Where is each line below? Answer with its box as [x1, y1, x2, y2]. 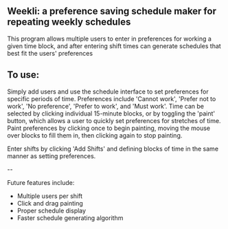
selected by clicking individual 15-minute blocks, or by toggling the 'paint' [7, 109, 215, 118]
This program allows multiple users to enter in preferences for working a [7, 34, 212, 43]
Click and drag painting [16, 199, 84, 207]
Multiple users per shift [16, 192, 83, 200]
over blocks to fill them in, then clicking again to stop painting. [7, 131, 183, 140]
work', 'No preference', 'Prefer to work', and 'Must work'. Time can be [7, 102, 205, 110]
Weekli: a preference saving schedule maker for [7, 6, 216, 17]
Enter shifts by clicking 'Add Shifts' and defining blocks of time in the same [7, 144, 218, 153]
